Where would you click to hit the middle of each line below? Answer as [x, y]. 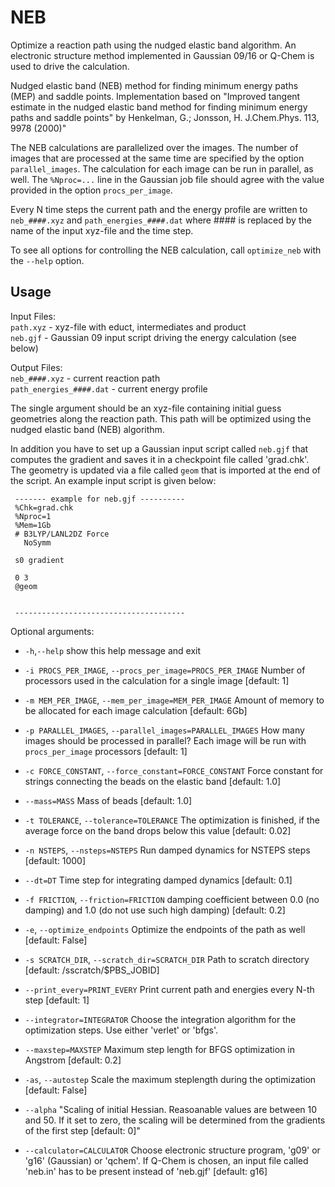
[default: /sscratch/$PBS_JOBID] [92, 970]
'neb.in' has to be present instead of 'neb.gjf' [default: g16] [146, 1171]
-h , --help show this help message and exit [113, 650]
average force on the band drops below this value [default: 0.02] [158, 830]
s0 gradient [39, 560]
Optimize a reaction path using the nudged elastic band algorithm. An [153, 45]
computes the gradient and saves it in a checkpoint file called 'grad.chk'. [160, 459]
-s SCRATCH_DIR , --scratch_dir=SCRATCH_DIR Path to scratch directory [167, 959]
